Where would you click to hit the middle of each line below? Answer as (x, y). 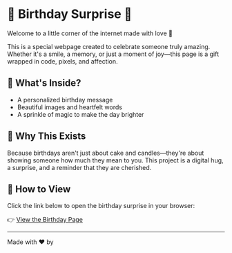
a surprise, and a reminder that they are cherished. (79, 167)
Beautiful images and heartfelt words (70, 107)
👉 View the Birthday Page (45, 220)
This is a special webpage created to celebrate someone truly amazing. (109, 46)
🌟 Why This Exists (47, 137)
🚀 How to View (39, 189)
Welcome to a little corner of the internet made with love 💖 (90, 33)
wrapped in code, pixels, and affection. (63, 61)
